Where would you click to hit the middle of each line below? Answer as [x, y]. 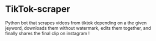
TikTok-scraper [38, 9]
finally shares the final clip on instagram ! [47, 33]
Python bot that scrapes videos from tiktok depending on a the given [76, 23]
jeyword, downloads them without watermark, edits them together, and [78, 28]
